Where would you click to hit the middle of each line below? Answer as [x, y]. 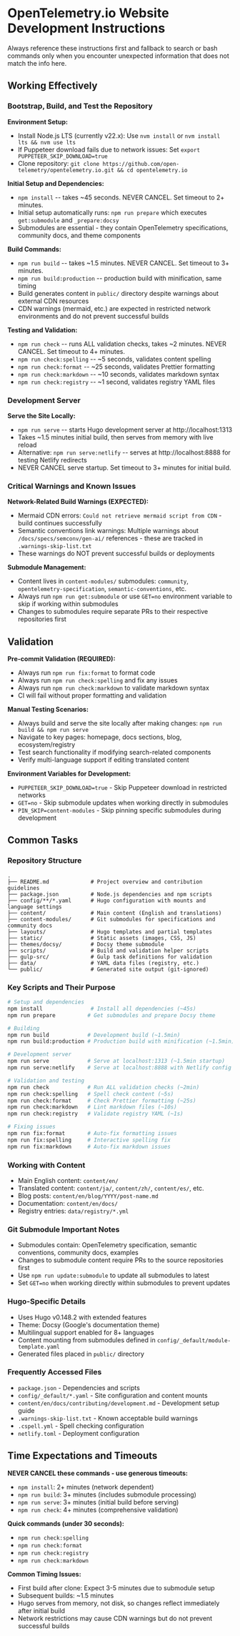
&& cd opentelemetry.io [152, 170]
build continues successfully [60, 523]
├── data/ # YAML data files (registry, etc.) [104, 963]
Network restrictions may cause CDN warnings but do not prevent [115, 1618]
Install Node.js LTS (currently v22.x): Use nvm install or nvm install [119, 135]
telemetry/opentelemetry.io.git [66, 170]
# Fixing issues [31, 1127]
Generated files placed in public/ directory [81, 1354]
